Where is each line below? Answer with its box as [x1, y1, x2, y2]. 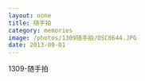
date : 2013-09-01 [8, 41, 66, 49]
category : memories [8, 26, 73, 34]
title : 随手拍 [8, 19, 52, 27]
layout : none [8, 11, 52, 20]
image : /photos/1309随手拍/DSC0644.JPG [8, 33, 137, 42]
